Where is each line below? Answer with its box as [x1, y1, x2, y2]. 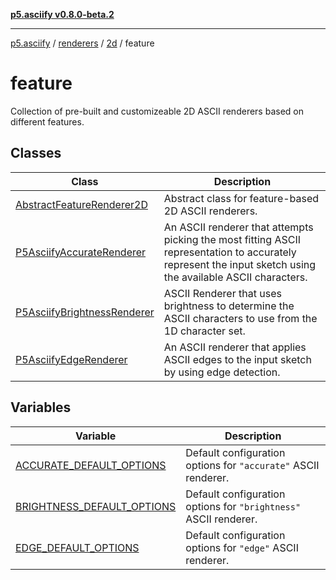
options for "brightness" [185, 499, 302, 513]
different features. [10, 115, 85, 128]
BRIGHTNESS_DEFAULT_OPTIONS [15, 499, 177, 513]
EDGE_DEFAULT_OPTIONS [15, 540, 140, 554]
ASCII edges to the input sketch [163, 352, 312, 366]
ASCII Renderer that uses [163, 286, 282, 300]
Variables [10, 399, 72, 416]
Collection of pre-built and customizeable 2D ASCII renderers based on [10, 105, 304, 117]
